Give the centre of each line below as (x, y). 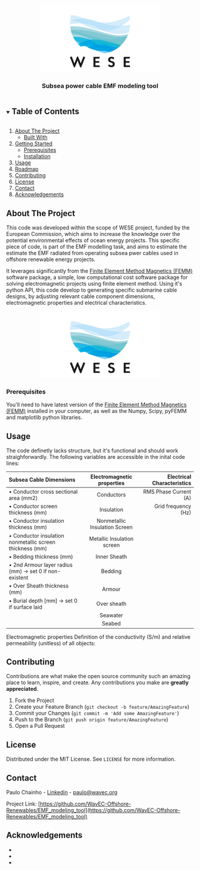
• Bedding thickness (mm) (41, 556)
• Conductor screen (33, 506)
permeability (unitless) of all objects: (51, 643)
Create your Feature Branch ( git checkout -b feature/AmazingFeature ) (102, 707)
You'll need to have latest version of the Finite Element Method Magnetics (96, 405)
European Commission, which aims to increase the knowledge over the (93, 234)
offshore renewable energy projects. (51, 259)
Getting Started (33, 144)
